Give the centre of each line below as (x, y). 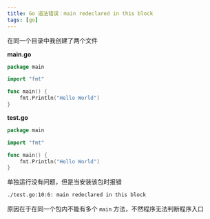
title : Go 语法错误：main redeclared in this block (80, 13)
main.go (19, 54)
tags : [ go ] (23, 20)
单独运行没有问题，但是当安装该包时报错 (64, 182)
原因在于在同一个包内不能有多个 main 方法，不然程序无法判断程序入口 (106, 209)
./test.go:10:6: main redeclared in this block (77, 195)
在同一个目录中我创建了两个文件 (52, 40)
